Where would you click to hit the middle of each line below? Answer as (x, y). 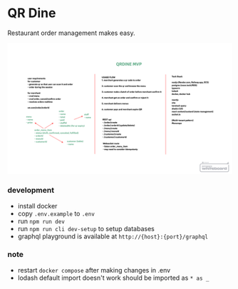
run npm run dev (41, 221)
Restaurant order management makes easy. (71, 33)
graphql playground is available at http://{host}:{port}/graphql (113, 236)
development (31, 191)
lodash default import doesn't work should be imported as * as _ (113, 278)
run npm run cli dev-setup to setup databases (86, 228)
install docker (37, 206)
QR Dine (32, 13)
